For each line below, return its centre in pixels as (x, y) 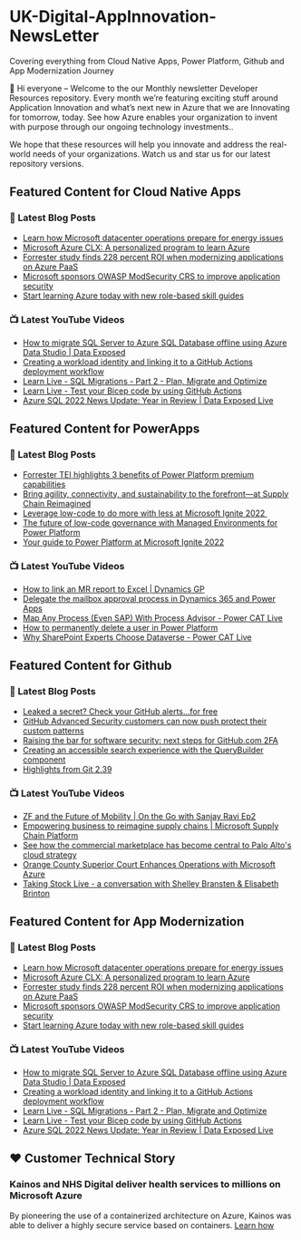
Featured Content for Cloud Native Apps (126, 192)
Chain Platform (50, 835)
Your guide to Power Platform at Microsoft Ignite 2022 (123, 542)
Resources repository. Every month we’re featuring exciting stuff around (144, 98)
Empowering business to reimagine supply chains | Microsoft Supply (150, 826)
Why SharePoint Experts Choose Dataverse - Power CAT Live (137, 637)
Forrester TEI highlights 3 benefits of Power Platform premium (138, 474)
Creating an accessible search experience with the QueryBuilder (143, 750)
